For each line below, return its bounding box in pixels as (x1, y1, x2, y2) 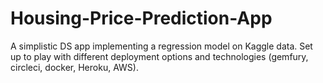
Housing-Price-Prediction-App (10, 7, 273, 30)
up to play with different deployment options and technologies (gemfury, (10, 50, 309, 62)
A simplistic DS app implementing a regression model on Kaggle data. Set (10, 40, 313, 52)
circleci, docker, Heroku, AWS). (10, 61, 139, 73)
